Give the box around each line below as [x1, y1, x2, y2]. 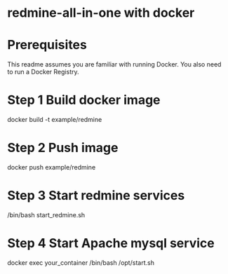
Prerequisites [7, 37, 88, 53]
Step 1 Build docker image [7, 93, 161, 108]
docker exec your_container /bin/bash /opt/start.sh [7, 258, 154, 267]
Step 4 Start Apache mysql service [7, 235, 215, 252]
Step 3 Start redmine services [7, 188, 185, 204]
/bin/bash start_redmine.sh [7, 210, 86, 219]
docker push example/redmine [7, 163, 96, 171]
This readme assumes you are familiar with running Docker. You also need [7, 60, 222, 69]
